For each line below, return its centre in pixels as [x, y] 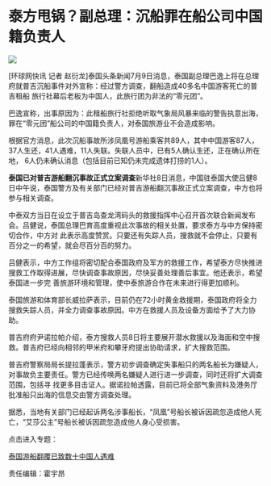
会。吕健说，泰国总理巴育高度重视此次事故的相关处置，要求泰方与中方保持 [132, 225]
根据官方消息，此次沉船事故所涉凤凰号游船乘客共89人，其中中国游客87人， [133, 140]
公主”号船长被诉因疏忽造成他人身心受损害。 [112, 421]
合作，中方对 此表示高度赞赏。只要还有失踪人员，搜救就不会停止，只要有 [136, 235]
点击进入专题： [33, 439]
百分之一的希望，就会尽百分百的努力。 [72, 245]
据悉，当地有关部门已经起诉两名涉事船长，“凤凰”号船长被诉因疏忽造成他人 [132, 412]
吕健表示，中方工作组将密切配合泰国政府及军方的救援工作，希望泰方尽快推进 [135, 262]
